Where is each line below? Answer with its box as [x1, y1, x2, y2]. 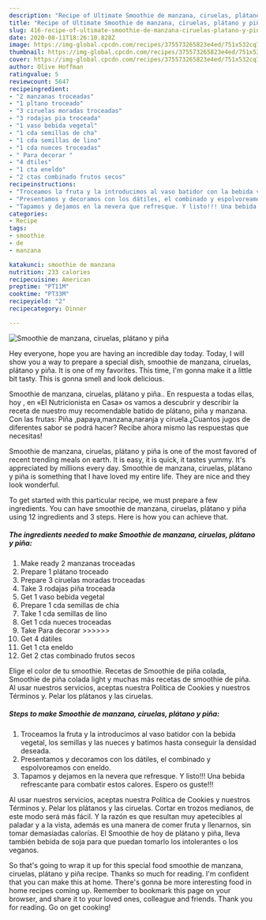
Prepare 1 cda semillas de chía [20, 600, 120, 610]
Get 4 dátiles [20, 633, 62, 644]
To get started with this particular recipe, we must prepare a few [9, 495, 218, 505]
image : [9, 41, 31, 49]
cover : [9, 56, 31, 64]
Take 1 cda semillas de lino [20, 609, 107, 618]
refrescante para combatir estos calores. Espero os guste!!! [20, 779, 214, 789]
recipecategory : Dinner [9, 305, 88, 313]
